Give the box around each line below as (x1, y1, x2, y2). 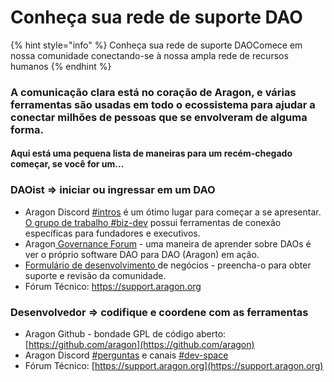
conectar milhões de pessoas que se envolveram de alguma (10, 110, 308, 124)
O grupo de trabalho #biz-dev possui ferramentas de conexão (24, 216, 282, 228)
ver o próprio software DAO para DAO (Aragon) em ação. (24, 248, 260, 260)
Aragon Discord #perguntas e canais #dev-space (24, 349, 229, 361)
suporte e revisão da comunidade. (24, 269, 167, 281)
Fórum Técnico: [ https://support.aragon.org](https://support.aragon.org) (24, 360, 324, 372)
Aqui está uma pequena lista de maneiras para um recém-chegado (10, 147, 293, 160)
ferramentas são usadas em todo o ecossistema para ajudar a (10, 97, 316, 111)
